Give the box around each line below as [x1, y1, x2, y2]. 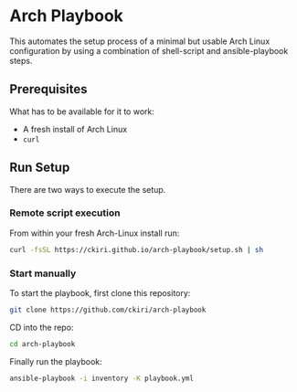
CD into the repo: [9, 322, 74, 333]
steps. [9, 55, 33, 66]
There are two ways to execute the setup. [9, 184, 166, 195]
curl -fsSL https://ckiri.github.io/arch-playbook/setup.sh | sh [9, 245, 263, 254]
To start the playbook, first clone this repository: [9, 288, 191, 299]
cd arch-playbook [9, 339, 76, 348]
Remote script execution [9, 207, 121, 219]
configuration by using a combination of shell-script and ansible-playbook [9, 45, 289, 56]
